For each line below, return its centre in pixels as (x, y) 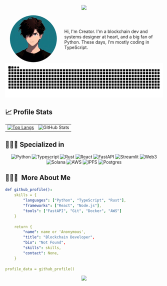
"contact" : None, (41, 253)
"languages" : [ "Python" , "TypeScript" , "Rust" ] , (75, 200)
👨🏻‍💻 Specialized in (35, 145)
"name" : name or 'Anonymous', (54, 232)
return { (23, 227)
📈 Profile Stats (29, 112)
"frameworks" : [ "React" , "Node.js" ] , (62, 206)
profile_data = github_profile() (40, 269)
